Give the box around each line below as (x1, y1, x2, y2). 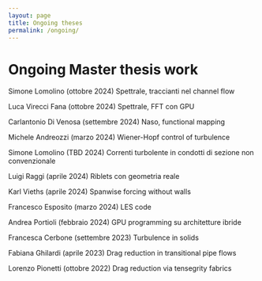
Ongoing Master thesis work (8, 60, 199, 78)
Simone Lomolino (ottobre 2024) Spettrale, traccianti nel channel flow (8, 86, 235, 96)
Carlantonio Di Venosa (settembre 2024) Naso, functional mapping (8, 117, 226, 127)
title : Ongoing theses (8, 19, 83, 27)
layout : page (8, 11, 51, 20)
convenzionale (8, 156, 56, 166)
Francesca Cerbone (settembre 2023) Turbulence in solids (8, 233, 200, 242)
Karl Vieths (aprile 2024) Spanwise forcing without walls (8, 187, 192, 196)
